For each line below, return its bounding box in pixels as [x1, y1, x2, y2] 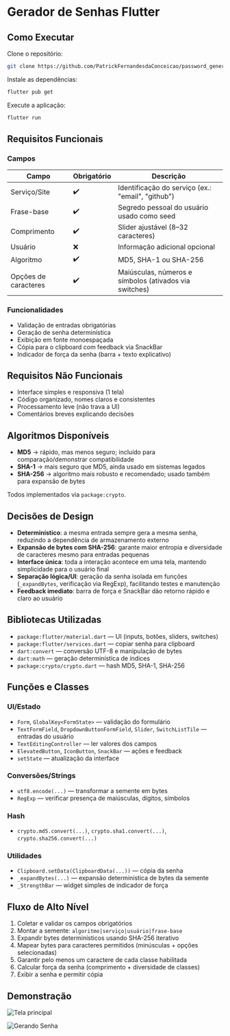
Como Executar [7, 32, 75, 43]
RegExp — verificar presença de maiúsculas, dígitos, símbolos [16, 794, 190, 802]
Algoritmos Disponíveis [7, 429, 110, 441]
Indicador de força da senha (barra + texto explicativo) [16, 350, 172, 358]
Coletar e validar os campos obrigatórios [16, 919, 132, 928]
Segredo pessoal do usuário [117, 203, 209, 213]
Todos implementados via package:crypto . [7, 491, 127, 499]
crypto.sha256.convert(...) [16, 835, 97, 843]
